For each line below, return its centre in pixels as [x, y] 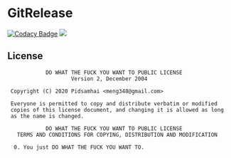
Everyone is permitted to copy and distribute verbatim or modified [114, 104]
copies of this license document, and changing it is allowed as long [117, 110]
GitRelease [40, 13]
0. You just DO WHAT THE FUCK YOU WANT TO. [79, 147]
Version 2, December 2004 [109, 79]
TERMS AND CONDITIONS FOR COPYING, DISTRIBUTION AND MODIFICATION [117, 135]
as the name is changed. [47, 116]
